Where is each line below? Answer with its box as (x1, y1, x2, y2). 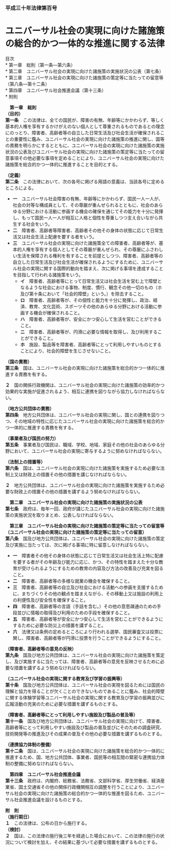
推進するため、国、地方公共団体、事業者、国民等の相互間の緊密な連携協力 (5, 754, 160, 760)
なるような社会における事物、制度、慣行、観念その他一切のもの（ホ (20, 284, 162, 290)
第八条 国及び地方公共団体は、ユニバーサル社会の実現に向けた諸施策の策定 (5, 535, 165, 541)
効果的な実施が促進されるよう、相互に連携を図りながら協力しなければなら (5, 388, 160, 394)
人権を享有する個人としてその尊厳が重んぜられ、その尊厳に (21, 246, 146, 252)
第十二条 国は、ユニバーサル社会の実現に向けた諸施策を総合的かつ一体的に (5, 748, 165, 754)
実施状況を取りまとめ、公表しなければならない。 (14, 512, 116, 518)
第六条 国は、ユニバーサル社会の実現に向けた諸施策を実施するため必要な (5, 465, 160, 471)
